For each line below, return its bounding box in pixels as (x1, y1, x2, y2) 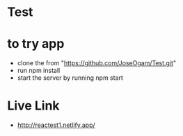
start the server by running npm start (17, 74, 124, 82)
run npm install (17, 67, 61, 75)
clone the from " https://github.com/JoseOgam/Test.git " (17, 59, 176, 67)
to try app (7, 36, 65, 52)
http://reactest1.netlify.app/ (17, 121, 95, 129)
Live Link (7, 98, 61, 114)
